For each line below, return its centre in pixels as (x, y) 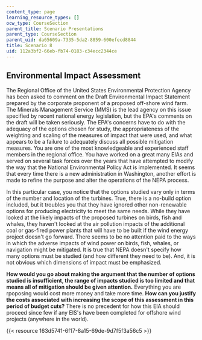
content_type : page (31, 12)
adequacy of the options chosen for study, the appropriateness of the (93, 129)
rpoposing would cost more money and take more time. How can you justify (101, 293)
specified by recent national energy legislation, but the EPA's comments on (99, 116)
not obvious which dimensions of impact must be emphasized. (84, 262)
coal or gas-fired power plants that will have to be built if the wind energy (97, 230)
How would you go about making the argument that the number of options (101, 274)
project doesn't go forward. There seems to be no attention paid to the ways (101, 237)
